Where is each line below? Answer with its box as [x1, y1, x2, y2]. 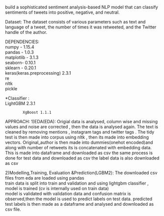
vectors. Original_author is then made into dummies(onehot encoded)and [5, 139, 153, 145]
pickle [5, 86, 18, 91]
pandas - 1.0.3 [5, 49, 34, 55]
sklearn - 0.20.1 [5, 65, 36, 71]
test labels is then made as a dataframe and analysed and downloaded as [5, 201, 154, 207]
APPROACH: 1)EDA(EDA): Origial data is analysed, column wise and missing [5, 119, 158, 124]
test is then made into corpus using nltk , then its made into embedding [5, 135, 149, 140]
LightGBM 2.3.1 [5, 101, 35, 106]
